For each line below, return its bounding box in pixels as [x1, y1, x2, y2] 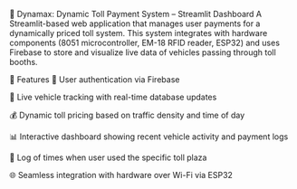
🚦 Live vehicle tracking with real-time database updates [9, 91, 217, 102]
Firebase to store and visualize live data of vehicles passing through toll [9, 47, 276, 58]
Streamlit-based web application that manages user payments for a [9, 18, 261, 29]
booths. [9, 57, 38, 67]
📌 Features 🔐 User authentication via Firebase [9, 74, 180, 85]
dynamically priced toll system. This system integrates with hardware [9, 28, 268, 38]
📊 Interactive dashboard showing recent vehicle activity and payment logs [9, 131, 289, 142]
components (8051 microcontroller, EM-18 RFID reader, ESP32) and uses [9, 37, 281, 48]
